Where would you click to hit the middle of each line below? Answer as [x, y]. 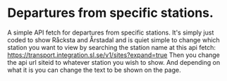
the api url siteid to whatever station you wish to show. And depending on [114, 62]
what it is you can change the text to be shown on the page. [94, 70]
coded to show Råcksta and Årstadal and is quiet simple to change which [114, 39]
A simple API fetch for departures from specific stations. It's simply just [111, 32]
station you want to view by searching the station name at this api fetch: [112, 47]
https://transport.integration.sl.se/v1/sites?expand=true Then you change [114, 55]
